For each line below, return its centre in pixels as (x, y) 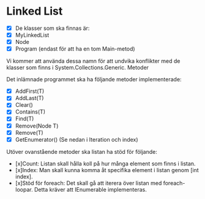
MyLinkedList (32, 35)
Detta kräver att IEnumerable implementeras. (90, 189)
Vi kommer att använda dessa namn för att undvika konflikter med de (93, 61)
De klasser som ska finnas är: (52, 28)
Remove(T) (29, 132)
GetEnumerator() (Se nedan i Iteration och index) (77, 139)
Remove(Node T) (37, 126)
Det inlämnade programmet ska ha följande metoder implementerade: (94, 79)
